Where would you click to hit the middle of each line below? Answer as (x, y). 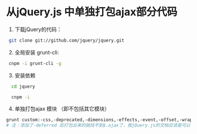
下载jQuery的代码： (38, 29)
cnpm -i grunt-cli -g (35, 63)
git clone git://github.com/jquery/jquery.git (67, 40)
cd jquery (23, 86)
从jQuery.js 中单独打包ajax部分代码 (92, 12)
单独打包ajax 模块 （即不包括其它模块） (62, 109)
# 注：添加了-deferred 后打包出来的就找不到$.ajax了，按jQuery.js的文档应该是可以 (98, 126)
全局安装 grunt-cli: (37, 52)
